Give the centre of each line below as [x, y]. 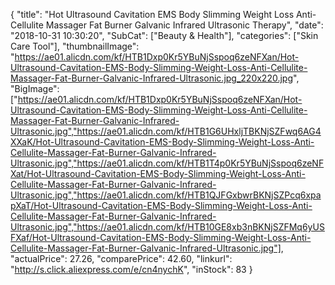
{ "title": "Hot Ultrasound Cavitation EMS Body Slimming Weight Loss [152, 14]
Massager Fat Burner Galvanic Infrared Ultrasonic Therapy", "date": [184, 25]
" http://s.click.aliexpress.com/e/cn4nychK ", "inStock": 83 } [131, 269]
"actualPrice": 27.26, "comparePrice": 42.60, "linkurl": [121, 258]
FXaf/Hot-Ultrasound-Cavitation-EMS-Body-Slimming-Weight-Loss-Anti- [161, 237]
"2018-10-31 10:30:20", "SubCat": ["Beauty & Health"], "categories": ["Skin [164, 35]
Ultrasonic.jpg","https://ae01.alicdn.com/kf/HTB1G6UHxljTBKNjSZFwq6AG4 [166, 131]
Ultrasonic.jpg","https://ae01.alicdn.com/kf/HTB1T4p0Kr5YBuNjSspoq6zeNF [167, 163]
